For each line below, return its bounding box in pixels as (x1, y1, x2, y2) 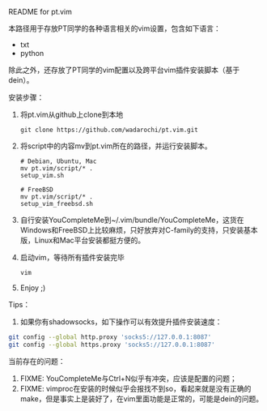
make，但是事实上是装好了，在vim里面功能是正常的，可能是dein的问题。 (19, 393, 264, 404)
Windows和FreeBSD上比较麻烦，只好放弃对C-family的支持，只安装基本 (19, 225, 258, 234)
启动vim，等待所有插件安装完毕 (19, 253, 125, 262)
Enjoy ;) (19, 283, 46, 293)
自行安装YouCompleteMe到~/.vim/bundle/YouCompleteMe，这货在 (19, 215, 244, 225)
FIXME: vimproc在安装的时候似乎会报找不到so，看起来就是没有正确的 (19, 383, 252, 393)
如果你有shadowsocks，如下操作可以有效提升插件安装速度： (19, 317, 222, 327)
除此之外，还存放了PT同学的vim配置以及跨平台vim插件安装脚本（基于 (8, 65, 240, 75)
